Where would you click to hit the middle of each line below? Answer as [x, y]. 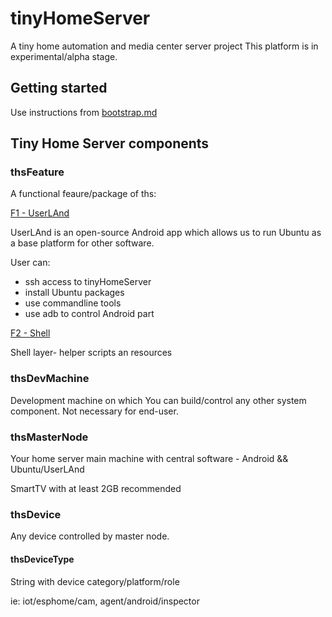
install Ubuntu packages [74, 293]
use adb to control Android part [89, 314]
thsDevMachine [50, 379]
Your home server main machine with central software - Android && [149, 459]
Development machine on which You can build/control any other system [158, 400]
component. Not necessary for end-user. [94, 411]
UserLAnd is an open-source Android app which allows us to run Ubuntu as [166, 233]
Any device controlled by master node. [90, 536]
